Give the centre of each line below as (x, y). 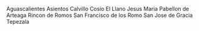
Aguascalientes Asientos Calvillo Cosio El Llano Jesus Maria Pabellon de (98, 9)
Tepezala (18, 22)
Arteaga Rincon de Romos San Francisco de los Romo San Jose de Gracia (99, 15)
